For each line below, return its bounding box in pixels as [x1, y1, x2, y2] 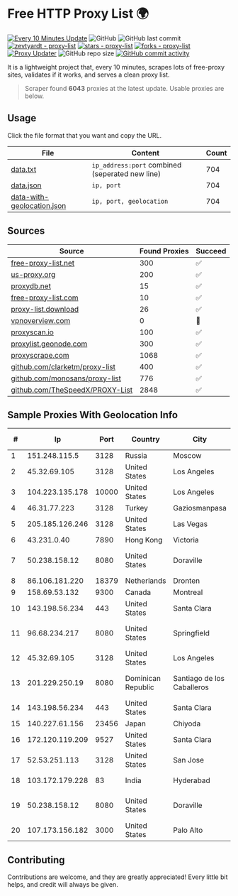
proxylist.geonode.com [11, 339, 88, 349]
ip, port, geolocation [91, 197, 169, 205]
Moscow [173, 451, 202, 461]
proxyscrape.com [11, 350, 69, 360]
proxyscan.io [11, 327, 55, 337]
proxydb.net [11, 281, 52, 291]
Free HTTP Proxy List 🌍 [7, 6, 149, 22]
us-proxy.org [11, 269, 56, 279]
